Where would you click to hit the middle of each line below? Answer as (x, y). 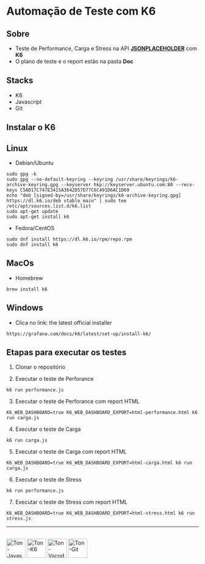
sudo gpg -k (21, 174)
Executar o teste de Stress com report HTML (71, 502)
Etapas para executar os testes (67, 352)
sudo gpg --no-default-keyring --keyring (60, 179)
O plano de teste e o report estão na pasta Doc (74, 61)
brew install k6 (27, 289)
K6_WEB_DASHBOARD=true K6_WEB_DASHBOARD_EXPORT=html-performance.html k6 (102, 413)
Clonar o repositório (40, 367)
